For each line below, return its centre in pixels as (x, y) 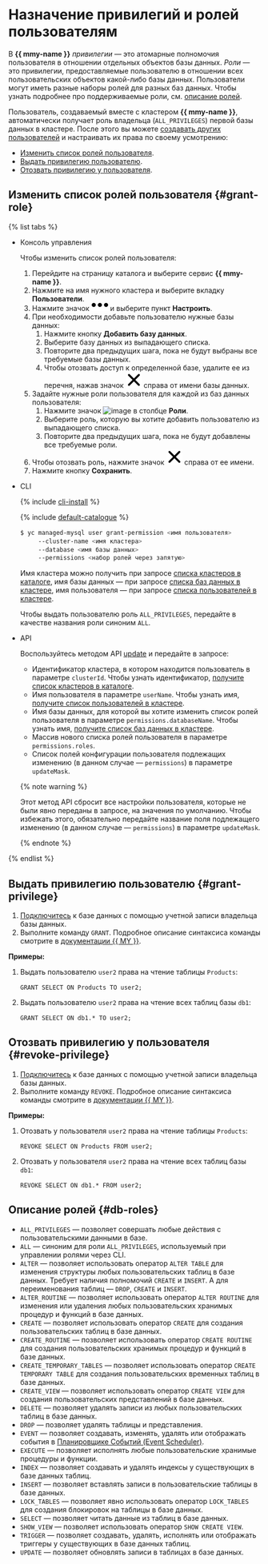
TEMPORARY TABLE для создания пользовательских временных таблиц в (140, 1374)
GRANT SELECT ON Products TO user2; (81, 988)
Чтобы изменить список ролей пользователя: (98, 257)
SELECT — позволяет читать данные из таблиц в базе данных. (124, 1518)
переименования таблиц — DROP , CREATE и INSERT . (103, 1288)
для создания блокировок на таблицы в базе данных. (112, 1510)
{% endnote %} (46, 843)
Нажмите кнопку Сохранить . (82, 470)
